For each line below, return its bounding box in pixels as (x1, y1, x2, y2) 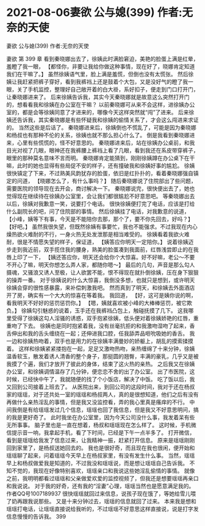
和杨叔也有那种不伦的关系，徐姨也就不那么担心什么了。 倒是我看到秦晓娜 (6, 131, 190, 139)
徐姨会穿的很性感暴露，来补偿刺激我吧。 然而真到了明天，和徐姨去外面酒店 (6, 284, 195, 291)
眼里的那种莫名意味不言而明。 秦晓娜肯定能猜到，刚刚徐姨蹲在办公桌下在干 (6, 154, 195, 162)
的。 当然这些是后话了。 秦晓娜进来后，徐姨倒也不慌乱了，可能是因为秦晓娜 (6, 123, 196, 131)
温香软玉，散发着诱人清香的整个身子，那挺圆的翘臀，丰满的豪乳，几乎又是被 (6, 352, 199, 360)
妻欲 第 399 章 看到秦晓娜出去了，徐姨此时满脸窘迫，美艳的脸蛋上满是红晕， (6, 55, 199, 62)
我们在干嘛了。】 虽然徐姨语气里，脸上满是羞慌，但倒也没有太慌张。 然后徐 (6, 70, 194, 77)
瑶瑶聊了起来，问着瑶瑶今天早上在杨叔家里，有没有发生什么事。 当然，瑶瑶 (6, 452, 195, 459)
